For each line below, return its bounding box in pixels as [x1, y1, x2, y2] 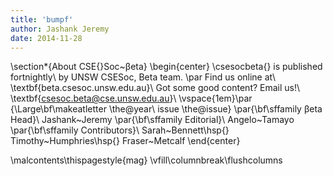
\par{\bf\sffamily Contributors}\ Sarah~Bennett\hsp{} [10, 124, 230, 136]
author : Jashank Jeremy [10, 24, 110, 34]
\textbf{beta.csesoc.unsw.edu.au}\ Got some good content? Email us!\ [10, 82, 301, 94]
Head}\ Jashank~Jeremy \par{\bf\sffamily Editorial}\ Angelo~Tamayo [10, 114, 295, 126]
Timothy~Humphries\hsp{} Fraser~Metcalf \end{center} [10, 135, 241, 147]
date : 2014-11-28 [10, 33, 83, 43]
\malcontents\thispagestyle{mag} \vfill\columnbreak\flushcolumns [10, 154, 283, 166]
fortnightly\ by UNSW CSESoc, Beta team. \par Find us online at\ [10, 71, 277, 83]
